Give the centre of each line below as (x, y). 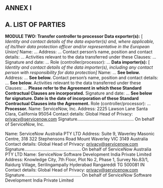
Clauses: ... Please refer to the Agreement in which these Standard (73, 88)
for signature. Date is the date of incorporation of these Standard (72, 98)
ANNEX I (18, 8)
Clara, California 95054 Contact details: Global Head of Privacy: (69, 114)
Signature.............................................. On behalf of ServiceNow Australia (78, 149)
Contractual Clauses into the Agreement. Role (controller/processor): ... (78, 104)
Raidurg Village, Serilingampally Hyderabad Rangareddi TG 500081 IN (75, 165)
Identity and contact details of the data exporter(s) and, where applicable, (80, 41)
